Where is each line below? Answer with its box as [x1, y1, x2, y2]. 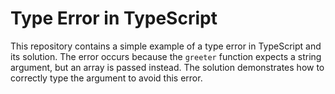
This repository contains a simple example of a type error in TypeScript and [10, 40, 322, 52]
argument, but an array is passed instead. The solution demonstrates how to [10, 61, 325, 73]
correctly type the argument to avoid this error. [10, 72, 203, 84]
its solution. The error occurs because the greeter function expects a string [10, 50, 322, 62]
